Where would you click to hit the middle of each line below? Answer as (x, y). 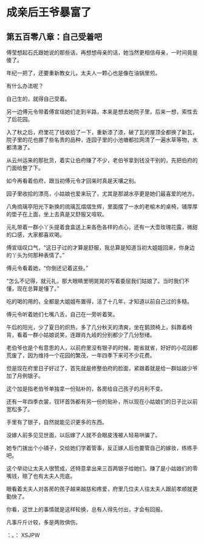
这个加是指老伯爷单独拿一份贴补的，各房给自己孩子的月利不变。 (86, 389)
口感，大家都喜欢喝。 (38, 235)
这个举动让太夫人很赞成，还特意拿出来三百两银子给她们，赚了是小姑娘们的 (99, 468)
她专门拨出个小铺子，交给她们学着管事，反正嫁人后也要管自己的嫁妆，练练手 (102, 448)
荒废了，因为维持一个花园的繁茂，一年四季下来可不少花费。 (81, 355)
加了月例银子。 (25, 376)
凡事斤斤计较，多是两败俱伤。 (43, 522)
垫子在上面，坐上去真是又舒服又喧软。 (59, 214)
